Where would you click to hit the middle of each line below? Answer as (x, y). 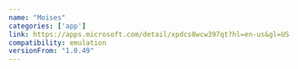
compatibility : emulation (57, 43)
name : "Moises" (37, 17)
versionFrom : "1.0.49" (51, 51)
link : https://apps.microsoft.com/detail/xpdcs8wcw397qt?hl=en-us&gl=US (149, 34)
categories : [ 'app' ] (48, 26)
